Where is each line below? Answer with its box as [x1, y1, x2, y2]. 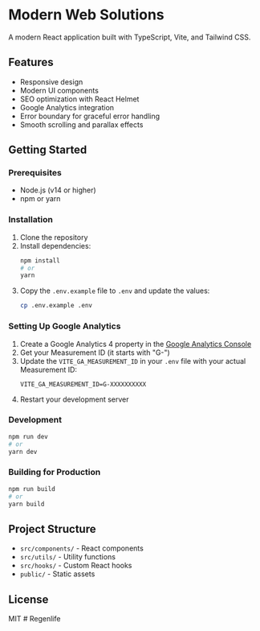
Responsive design [19, 76, 83, 86]
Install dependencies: [19, 241, 91, 250]
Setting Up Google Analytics [8, 320, 121, 332]
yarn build [8, 500, 45, 508]
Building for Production [8, 467, 101, 478]
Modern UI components [19, 85, 99, 95]
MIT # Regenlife [8, 614, 61, 623]
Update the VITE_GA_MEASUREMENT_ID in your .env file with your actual [19, 356, 246, 365]
